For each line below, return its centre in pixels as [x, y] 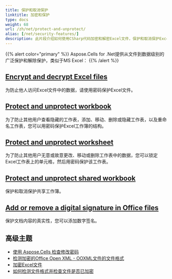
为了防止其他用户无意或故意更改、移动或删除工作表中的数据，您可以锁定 [81, 155]
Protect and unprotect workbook [58, 107]
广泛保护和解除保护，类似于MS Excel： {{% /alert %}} [62, 60]
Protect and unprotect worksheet [59, 142]
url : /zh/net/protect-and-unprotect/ [46, 29]
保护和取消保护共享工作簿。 [35, 191]
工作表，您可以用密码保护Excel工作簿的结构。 [58, 126]
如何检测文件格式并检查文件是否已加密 [53, 271]
